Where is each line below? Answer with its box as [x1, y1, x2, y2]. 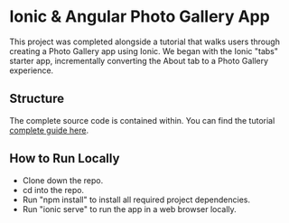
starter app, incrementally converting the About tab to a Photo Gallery [9, 55, 269, 66]
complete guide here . [9, 125, 89, 135]
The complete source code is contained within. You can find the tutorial [9, 115, 275, 125]
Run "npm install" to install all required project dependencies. [22, 194, 251, 205]
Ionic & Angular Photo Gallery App [9, 6, 271, 27]
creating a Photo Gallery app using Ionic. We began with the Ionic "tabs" [9, 45, 278, 56]
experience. [9, 65, 54, 76]
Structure [9, 91, 65, 107]
